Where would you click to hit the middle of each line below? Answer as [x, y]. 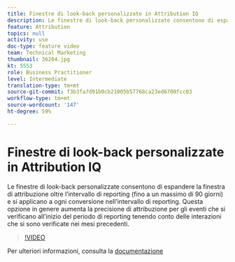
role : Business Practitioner [50, 72]
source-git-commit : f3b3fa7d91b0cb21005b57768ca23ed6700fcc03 [100, 92]
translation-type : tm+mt [43, 85]
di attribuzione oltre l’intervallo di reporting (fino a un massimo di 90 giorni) [115, 194]
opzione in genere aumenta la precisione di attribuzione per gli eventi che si [116, 209]
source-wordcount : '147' [43, 105]
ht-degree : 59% [29, 111]
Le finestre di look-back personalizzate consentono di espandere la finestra [116, 186]
